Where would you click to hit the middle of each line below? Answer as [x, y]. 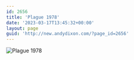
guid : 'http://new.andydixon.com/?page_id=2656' [68, 34]
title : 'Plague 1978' [33, 17]
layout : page [22, 28]
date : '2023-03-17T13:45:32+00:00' [50, 23]
